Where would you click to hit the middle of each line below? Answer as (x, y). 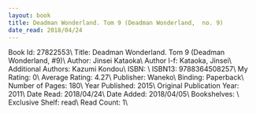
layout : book (30, 15)
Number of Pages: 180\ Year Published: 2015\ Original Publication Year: (124, 86)
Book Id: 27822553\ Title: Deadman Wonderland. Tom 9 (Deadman (117, 53)
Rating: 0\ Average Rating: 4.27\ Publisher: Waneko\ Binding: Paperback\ (126, 77)
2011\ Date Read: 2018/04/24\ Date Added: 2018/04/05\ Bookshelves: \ (124, 94)
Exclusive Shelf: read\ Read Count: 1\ (68, 102)
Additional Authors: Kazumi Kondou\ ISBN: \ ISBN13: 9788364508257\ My (128, 69)
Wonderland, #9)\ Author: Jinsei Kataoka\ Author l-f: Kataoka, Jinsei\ (120, 61)
